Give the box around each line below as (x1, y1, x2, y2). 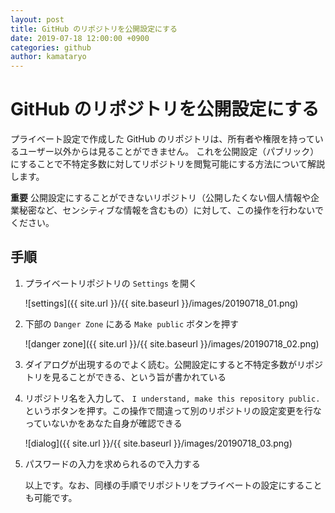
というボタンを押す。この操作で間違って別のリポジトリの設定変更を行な (24, 404, 322, 416)
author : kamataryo (10, 52, 87, 62)
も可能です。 (24, 491, 78, 503)
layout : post (10, 14, 65, 25)
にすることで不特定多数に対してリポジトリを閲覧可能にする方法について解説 (10, 158, 326, 170)
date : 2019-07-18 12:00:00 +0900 (10, 33, 150, 43)
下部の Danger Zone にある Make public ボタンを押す (24, 317, 240, 330)
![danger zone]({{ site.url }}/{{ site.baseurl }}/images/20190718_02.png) (24, 337, 320, 350)
